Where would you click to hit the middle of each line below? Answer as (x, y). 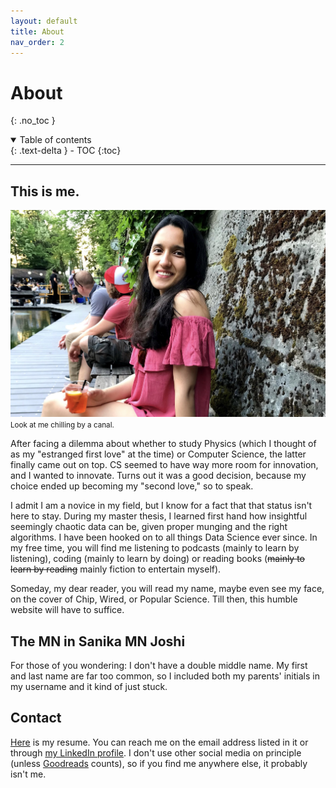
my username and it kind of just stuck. (89, 686)
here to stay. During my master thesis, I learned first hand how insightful (159, 516)
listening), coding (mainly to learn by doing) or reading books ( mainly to (157, 559)
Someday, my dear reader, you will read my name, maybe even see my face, (167, 589)
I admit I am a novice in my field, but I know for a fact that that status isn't (161, 506)
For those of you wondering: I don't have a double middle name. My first (159, 665)
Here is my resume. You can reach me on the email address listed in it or (159, 742)
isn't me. (28, 774)
